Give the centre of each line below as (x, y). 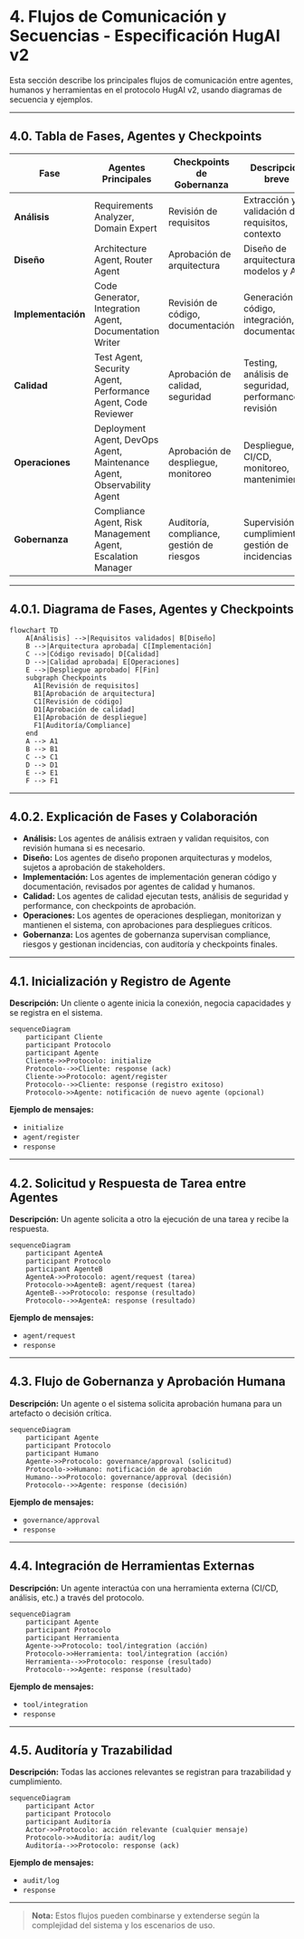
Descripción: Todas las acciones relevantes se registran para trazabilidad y (150, 1772)
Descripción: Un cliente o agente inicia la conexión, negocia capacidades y (150, 1003)
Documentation (127, 330)
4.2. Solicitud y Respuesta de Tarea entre (128, 1183)
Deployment (120, 428)
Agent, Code (120, 402)
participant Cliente (64, 1037)
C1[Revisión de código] (78, 702)
